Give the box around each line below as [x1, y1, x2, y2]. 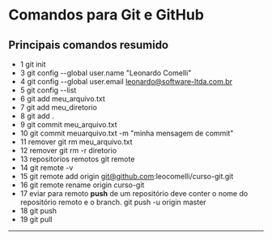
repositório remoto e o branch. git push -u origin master [19, 197, 206, 207]
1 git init [19, 59, 46, 69]
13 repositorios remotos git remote [19, 154, 135, 164]
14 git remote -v [19, 163, 74, 172]
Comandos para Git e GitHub [8, 6, 205, 24]
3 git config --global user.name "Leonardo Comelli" [19, 68, 192, 78]
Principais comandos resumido [8, 38, 168, 52]
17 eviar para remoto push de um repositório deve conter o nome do [19, 189, 249, 198]
